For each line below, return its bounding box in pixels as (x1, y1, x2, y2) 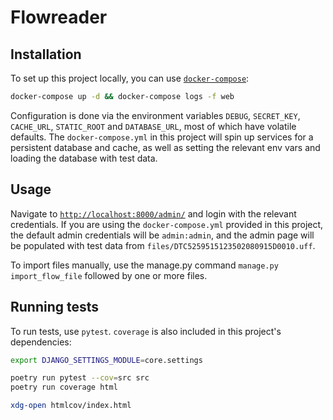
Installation (10, 46, 82, 63)
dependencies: (10, 336, 72, 348)
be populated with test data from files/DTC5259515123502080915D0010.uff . (10, 239, 316, 251)
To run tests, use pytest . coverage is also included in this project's (10, 325, 282, 337)
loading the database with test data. (10, 152, 158, 164)
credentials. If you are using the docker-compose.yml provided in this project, (10, 218, 324, 230)
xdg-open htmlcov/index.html (10, 401, 132, 411)
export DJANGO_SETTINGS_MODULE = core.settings (10, 355, 203, 365)
